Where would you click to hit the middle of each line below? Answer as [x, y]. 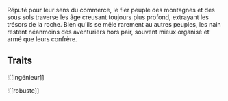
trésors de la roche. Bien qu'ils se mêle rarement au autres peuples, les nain [114, 24]
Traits [20, 61]
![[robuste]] [23, 90]
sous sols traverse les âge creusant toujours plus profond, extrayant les [108, 17]
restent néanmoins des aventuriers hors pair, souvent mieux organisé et [109, 32]
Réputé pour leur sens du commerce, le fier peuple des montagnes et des [111, 10]
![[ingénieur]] [26, 77]
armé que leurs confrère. [42, 39]
